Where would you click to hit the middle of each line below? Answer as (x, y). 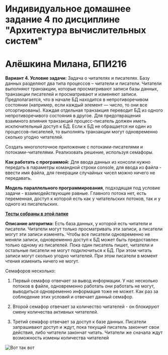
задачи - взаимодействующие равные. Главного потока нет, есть (76, 193)
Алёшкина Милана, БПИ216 (66, 64)
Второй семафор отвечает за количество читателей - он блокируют (86, 307)
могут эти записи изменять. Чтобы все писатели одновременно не (78, 234)
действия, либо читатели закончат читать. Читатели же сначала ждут (88, 333)
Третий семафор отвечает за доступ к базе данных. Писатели (79, 322)
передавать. (18, 178)
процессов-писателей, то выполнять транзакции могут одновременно (81, 132)
